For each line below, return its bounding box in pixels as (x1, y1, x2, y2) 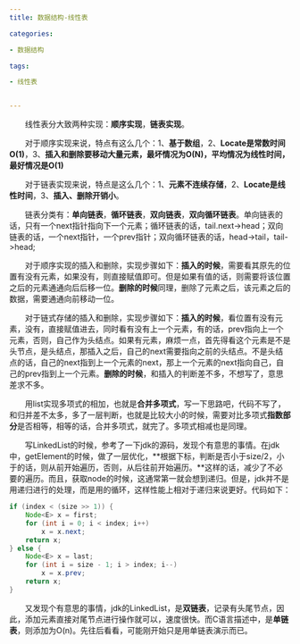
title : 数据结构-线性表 (9, 13, 88, 22)
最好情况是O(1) (9, 160, 64, 171)
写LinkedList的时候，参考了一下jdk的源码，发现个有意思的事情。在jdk (25, 439, 280, 451)
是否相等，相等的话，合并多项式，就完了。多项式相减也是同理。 (17, 421, 252, 431)
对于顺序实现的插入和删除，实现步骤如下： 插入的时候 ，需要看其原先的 (25, 260, 283, 271)
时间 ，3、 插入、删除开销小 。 (16, 190, 124, 201)
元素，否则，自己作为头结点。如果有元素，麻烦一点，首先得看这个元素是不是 (9, 335, 291, 346)
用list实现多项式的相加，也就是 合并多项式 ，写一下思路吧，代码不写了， (25, 398, 286, 409)
